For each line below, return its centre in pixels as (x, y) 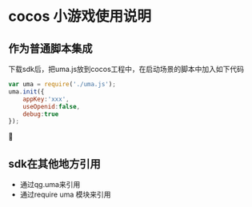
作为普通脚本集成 (50, 48)
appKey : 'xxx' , (46, 99)
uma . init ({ (26, 92)
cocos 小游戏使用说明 (80, 16)
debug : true (41, 114)
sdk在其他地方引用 (55, 163)
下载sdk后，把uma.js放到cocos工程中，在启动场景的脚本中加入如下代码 (126, 69)
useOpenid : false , (52, 106)
